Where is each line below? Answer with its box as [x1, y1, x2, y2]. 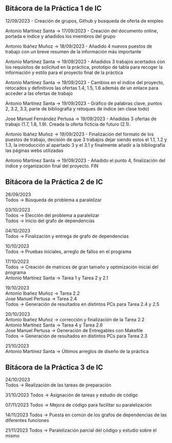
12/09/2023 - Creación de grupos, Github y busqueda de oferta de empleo [5, 17, 163, 24]
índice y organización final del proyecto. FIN [5, 163, 99, 169]
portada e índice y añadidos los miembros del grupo [5, 33, 116, 39]
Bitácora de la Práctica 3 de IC [5, 363, 104, 372]
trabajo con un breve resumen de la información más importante [5, 48, 142, 54]
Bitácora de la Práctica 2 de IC [5, 178, 103, 186]
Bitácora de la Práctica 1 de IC [5, 4, 102, 13]
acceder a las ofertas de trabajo [5, 90, 73, 97]
